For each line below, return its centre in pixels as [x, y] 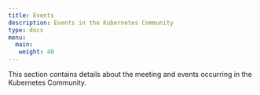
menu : [17, 37]
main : [24, 45]
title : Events [31, 15]
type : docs [26, 30]
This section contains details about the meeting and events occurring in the [130, 74]
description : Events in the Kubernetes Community [91, 23]
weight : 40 [37, 52]
